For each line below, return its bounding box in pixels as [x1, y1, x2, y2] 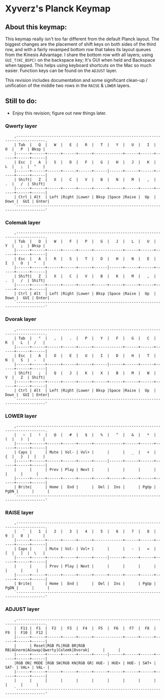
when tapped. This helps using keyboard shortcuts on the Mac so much [5, 63, 152, 68]
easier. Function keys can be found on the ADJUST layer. [5, 68, 117, 74]
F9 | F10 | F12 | [5, 630, 48, 635]
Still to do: [5, 97, 37, 105]
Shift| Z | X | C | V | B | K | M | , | [18, 274, 156, 279]
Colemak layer [5, 219, 41, 226]
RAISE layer [5, 509, 34, 516]
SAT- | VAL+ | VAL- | [5, 665, 50, 670]
